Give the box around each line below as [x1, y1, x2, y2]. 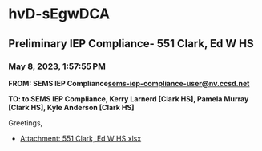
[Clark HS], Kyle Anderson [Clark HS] [8, 102, 135, 112]
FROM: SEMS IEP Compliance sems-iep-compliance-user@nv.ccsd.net [8, 78, 250, 88]
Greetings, [8, 117, 43, 128]
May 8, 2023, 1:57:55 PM [8, 61, 106, 72]
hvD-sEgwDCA [8, 5, 111, 23]
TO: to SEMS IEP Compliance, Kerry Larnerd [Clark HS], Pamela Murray [8, 93, 249, 104]
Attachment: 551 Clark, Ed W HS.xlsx [19, 133, 142, 143]
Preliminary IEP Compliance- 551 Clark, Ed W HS [8, 37, 254, 50]
